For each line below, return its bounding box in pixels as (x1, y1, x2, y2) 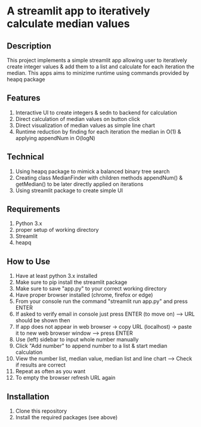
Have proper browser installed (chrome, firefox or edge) (15, 292, 153, 299)
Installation (7, 391, 50, 402)
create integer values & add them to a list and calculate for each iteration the (7, 63, 194, 70)
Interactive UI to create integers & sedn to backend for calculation (15, 109, 178, 116)
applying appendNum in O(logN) (15, 134, 95, 141)
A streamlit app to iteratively (7, 4, 151, 18)
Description (7, 41, 51, 51)
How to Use (7, 256, 51, 267)
